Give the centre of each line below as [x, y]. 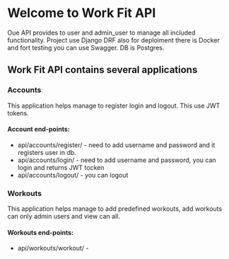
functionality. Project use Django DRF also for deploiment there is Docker [114, 40]
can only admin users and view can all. [64, 217]
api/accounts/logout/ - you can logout [73, 175]
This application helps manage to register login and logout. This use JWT [114, 105]
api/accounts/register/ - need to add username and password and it [116, 145]
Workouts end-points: [41, 232]
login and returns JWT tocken [61, 167]
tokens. [18, 113]
